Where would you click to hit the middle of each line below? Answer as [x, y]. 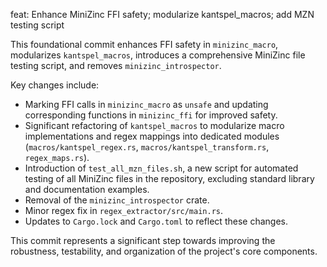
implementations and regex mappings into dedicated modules [152, 136]
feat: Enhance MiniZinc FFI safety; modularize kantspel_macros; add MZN [162, 14]
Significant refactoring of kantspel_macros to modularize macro [154, 125]
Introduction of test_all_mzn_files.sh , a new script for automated [161, 168]
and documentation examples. [87, 189]
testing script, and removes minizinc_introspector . [116, 65]
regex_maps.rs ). [57, 157]
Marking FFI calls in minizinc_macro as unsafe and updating [146, 104]
